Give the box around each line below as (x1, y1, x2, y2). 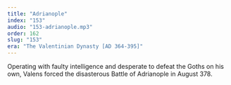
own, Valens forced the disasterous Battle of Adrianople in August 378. (7, 70, 213, 78)
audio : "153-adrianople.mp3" (7, 23, 93, 30)
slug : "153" (7, 37, 42, 44)
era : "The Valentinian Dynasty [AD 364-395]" (7, 43, 143, 50)
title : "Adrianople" (7, 10, 68, 18)
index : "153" (7, 17, 46, 24)
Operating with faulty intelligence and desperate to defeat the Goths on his (7, 63, 224, 70)
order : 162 (7, 30, 39, 37)
